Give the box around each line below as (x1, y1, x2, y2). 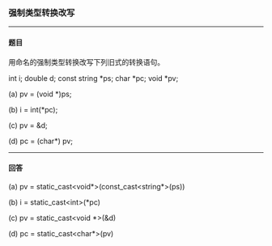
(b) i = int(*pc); (8, 104, 58, 114)
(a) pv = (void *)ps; (8, 89, 72, 99)
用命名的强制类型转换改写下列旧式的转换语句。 (8, 57, 164, 66)
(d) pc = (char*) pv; (8, 136, 74, 146)
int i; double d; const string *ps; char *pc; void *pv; (8, 73, 179, 83)
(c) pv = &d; (8, 120, 48, 130)
